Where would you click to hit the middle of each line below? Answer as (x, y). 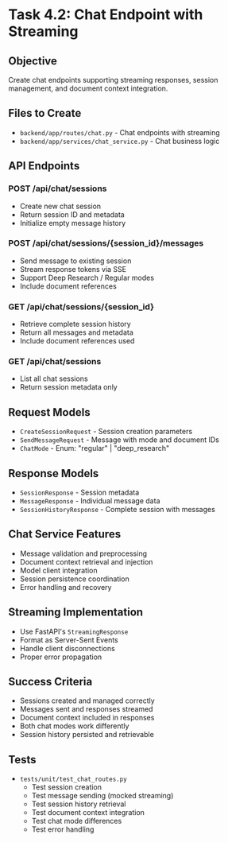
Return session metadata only (68, 387)
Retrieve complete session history (75, 324)
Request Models (49, 412)
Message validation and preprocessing (83, 553)
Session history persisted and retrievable (87, 735)
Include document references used (77, 341)
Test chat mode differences (77, 821)
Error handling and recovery (66, 587)
